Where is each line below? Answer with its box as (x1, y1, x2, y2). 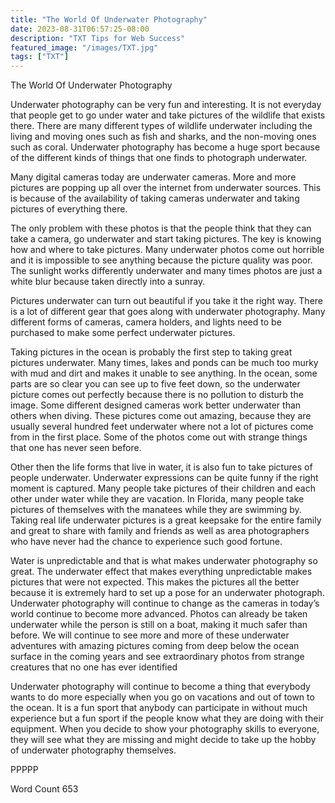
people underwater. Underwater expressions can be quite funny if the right (10, 472, 319, 484)
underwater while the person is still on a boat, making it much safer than (10, 619, 308, 631)
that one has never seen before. (10, 442, 142, 454)
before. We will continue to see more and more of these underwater (10, 629, 290, 641)
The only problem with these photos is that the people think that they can (10, 222, 312, 235)
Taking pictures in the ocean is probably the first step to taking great (10, 346, 293, 358)
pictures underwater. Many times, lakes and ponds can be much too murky (10, 357, 319, 369)
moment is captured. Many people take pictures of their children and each (10, 482, 316, 495)
